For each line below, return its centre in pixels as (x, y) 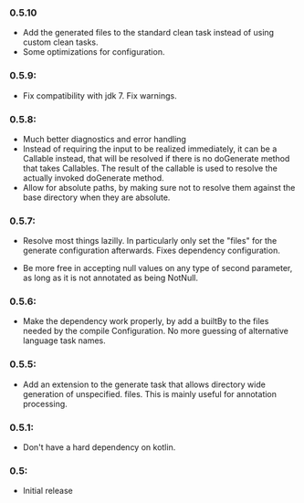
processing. (45, 403)
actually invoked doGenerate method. (93, 178)
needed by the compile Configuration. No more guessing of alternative (156, 331)
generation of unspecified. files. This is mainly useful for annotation (149, 393)
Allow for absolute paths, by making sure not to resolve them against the (159, 187)
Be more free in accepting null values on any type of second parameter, (157, 268)
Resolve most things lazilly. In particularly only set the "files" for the (150, 241)
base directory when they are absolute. (96, 197)
